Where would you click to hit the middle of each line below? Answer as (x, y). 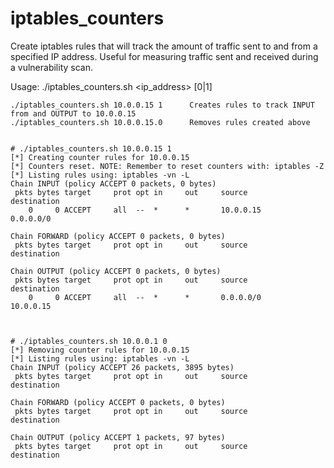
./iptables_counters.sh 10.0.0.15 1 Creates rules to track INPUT (162, 105)
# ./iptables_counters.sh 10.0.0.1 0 (89, 341)
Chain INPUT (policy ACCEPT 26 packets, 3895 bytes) (122, 367)
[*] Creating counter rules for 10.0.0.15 (100, 157)
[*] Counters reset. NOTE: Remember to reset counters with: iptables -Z (167, 166)
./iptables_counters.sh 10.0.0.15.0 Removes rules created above (160, 122)
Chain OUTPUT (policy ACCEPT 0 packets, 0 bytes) (116, 271)
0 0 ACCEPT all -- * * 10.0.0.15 (145, 210)
